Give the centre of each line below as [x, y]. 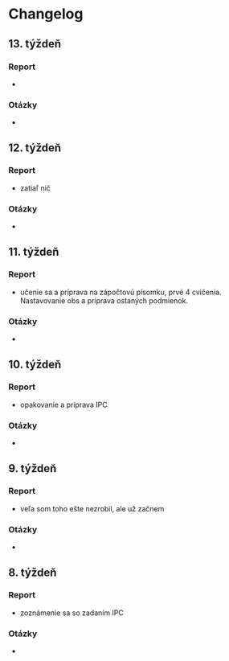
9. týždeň [33, 468]
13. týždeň [35, 44]
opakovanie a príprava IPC [63, 404]
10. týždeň [35, 364]
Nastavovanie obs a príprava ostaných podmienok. [104, 300]
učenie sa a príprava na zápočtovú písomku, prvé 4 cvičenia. [121, 292]
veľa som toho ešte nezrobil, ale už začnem [92, 508]
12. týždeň [35, 148]
